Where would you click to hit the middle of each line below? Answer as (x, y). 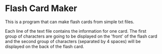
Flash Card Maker (41, 8)
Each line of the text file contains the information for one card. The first (76, 31)
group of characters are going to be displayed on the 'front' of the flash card (81, 36)
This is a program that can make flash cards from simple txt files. (70, 22)
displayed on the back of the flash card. (45, 46)
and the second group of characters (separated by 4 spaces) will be (73, 41)
